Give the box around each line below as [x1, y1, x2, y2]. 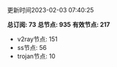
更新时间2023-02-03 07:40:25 [7, 6, 94, 14]
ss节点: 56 [17, 44, 47, 51]
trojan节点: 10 [17, 52, 56, 60]
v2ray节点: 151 [17, 35, 58, 43]
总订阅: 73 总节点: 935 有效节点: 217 [7, 21, 110, 29]
